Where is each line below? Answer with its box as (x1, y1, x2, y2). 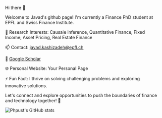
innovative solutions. (5, 83, 47, 89)
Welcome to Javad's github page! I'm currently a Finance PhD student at (5, 14, 154, 20)
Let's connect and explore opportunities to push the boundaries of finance (5, 92, 157, 98)
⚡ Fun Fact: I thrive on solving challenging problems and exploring (5, 76, 140, 81)
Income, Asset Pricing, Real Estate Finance (5, 35, 93, 40)
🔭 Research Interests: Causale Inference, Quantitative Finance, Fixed (5, 29, 145, 35)
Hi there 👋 (5, 5, 26, 10)
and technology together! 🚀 (5, 98, 61, 104)
